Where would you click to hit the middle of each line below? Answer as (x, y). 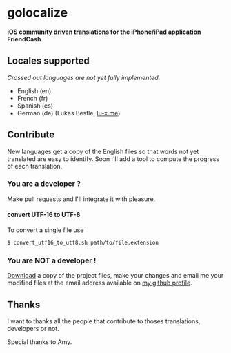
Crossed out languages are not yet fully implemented (83, 77)
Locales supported (48, 61)
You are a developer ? (44, 184)
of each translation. (35, 166)
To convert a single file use (46, 230)
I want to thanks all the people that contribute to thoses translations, (104, 321)
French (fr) (32, 98)
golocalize (37, 13)
